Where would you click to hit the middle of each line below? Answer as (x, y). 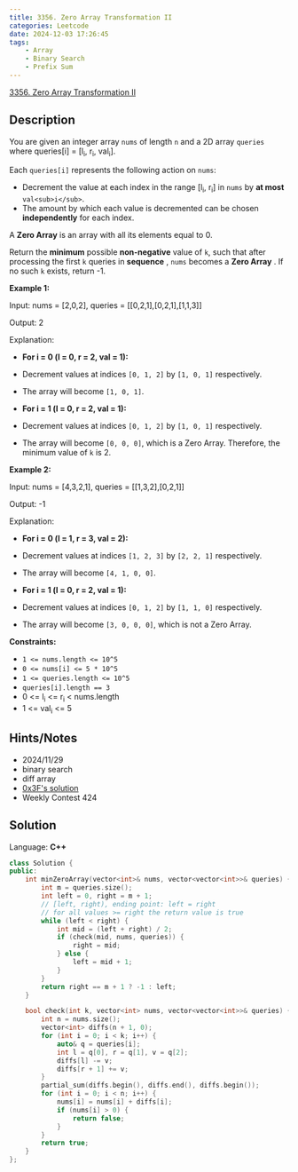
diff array (39, 779)
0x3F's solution (50, 788)
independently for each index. (78, 218)
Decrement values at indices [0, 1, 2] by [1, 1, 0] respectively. (142, 607)
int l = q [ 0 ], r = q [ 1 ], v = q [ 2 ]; (122, 1052)
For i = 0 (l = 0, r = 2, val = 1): (75, 357)
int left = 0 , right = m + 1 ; (97, 896)
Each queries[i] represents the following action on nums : (113, 170)
